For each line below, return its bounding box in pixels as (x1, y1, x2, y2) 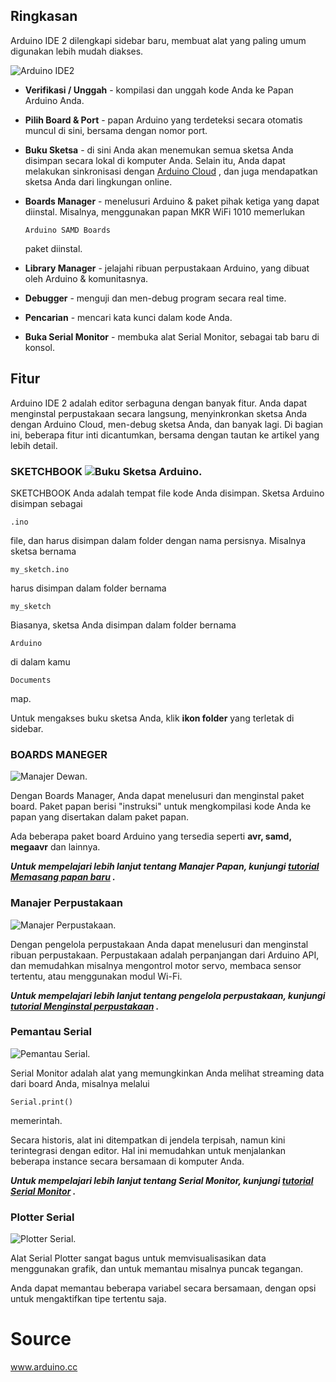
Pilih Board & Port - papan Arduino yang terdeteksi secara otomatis (24, 114, 303, 126)
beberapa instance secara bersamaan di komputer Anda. (10, 1155, 245, 1167)
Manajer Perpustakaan (10, 896, 124, 910)
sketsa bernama (10, 545, 77, 557)
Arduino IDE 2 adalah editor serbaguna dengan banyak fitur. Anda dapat (10, 397, 307, 409)
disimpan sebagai (10, 497, 83, 509)
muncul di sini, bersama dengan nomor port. (24, 124, 208, 136)
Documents (10, 675, 52, 685)
